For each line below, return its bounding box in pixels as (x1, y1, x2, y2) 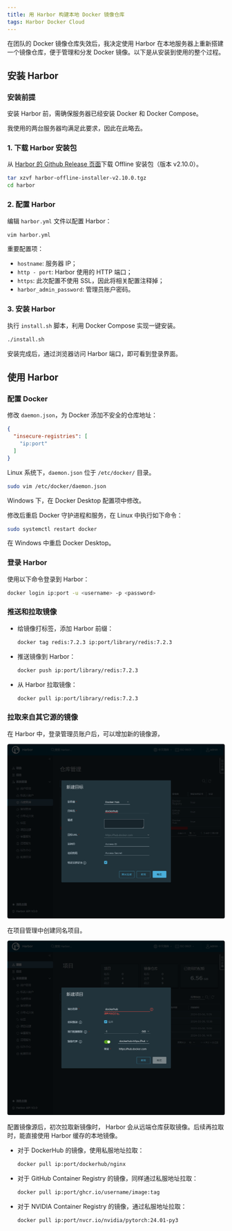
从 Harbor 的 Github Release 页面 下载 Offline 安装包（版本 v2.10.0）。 (7, 160, 202, 169)
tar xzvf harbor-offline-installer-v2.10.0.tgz (7, 175, 147, 182)
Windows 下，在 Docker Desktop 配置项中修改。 (7, 496, 145, 505)
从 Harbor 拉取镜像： (17, 680, 77, 688)
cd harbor (7, 182, 36, 189)
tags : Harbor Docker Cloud (7, 18, 85, 26)
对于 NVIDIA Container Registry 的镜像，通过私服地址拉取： (17, 1202, 187, 1210)
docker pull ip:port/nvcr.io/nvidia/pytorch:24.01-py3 (17, 1216, 179, 1223)
